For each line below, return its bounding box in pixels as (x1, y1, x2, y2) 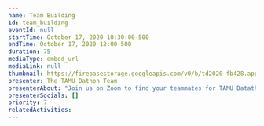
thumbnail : (8, 70, 44, 77)
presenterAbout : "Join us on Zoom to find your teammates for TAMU (8, 84, 234, 92)
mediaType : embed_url (8, 56, 79, 63)
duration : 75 (8, 48, 51, 56)
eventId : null (8, 26, 55, 34)
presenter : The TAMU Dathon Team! (8, 77, 122, 85)
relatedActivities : (8, 106, 72, 114)
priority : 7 (8, 99, 47, 106)
